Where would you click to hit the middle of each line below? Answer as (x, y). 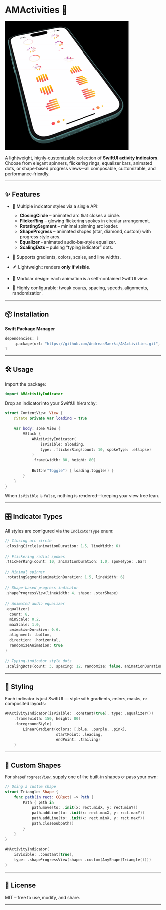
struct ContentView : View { (34, 413)
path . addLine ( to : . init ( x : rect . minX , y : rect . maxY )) (88, 818)
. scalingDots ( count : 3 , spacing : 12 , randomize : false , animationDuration (84, 666)
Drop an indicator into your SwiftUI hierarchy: (51, 403)
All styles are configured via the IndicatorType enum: (59, 531)
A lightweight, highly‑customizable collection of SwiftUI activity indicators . (82, 158)
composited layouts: (26, 704)
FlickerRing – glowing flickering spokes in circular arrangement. (85, 221)
